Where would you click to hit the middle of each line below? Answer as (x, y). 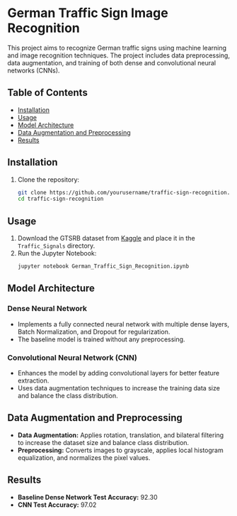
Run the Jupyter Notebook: (57, 253)
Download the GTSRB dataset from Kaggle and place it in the (106, 238)
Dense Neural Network (47, 309)
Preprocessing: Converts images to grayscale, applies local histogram (121, 450)
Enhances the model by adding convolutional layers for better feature (118, 373)
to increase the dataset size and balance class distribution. (103, 442)
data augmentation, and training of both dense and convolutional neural (112, 62)
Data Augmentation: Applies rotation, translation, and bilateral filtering (121, 435)
